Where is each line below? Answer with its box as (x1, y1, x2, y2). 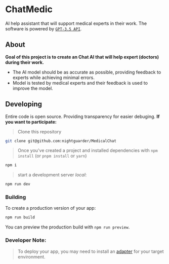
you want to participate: (5, 119, 57, 125)
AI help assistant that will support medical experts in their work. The (5, 20, 147, 26)
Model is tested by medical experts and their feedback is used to (12, 80, 148, 86)
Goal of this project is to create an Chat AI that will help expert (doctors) (5, 54, 159, 60)
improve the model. (12, 85, 53, 91)
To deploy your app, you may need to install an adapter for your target (17, 248, 164, 254)
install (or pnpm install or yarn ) (17, 153, 87, 159)
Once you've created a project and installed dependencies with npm (17, 147, 158, 154)
